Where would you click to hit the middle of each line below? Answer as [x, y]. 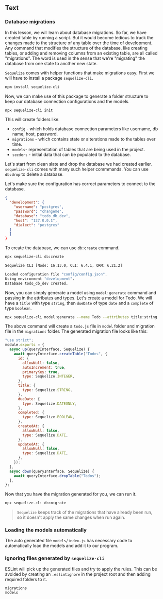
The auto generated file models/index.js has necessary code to [69, 541]
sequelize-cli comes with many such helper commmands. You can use [77, 169]
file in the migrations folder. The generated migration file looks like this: [76, 331]
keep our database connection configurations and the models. [67, 101]
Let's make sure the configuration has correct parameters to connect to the [80, 184]
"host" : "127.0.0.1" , [35, 221]
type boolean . [18, 308]
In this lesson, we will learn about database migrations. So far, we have [76, 32]
